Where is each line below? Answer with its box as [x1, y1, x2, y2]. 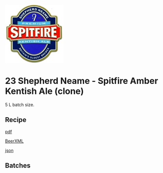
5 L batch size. [5, 102, 35, 108]
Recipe [5, 116, 27, 124]
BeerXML [5, 138, 24, 144]
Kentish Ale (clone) [5, 86, 84, 97]
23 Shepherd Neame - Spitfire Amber [5, 76, 158, 87]
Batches [5, 161, 31, 170]
